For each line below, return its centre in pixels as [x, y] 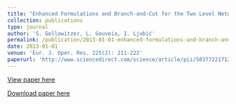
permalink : [23, 40]
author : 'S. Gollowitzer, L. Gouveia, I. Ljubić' [81, 33]
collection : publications [45, 20]
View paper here [31, 79]
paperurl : [22, 60]
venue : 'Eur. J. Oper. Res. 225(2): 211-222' [75, 53]
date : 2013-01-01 [33, 46]
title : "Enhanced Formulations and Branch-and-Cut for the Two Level [111, 14]
